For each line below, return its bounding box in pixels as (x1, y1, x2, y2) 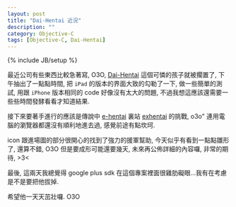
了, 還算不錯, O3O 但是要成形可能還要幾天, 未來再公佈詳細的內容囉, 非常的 (7, 145, 223, 153)
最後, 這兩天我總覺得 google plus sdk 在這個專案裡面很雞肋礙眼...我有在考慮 (7, 169, 228, 177)
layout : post (7, 10, 46, 18)
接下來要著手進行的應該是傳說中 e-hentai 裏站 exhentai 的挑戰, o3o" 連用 (7, 112, 219, 121)
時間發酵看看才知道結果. (19, 97, 90, 106)
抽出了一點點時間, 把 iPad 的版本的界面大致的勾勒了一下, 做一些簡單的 (13, 79, 217, 88)
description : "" (7, 23, 55, 30)
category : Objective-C (7, 30, 74, 37)
